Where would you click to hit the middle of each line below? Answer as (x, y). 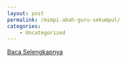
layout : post (26, 13)
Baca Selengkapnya (35, 52)
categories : (24, 26)
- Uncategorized (43, 33)
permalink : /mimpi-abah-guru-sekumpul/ (64, 20)
